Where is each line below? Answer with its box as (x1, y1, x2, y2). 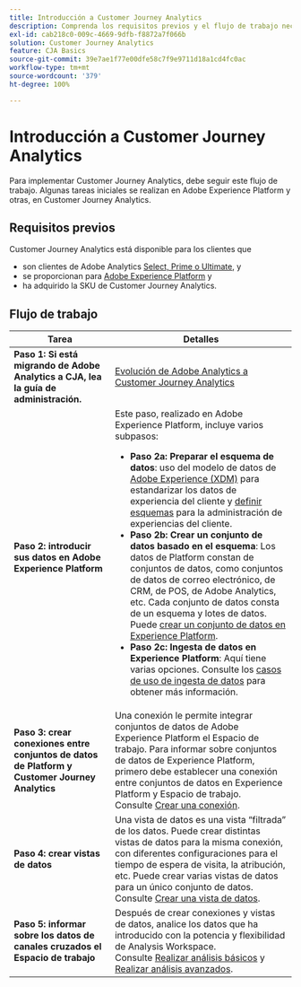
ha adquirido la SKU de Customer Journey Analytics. (21, 280, 218, 292)
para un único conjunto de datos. (115, 881, 254, 894)
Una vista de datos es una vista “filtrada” (115, 814, 287, 826)
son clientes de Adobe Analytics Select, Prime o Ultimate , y (21, 261, 242, 272)
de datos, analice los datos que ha (115, 918, 259, 930)
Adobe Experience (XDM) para (129, 473, 260, 485)
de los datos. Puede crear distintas (115, 825, 262, 837)
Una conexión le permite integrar (115, 710, 254, 722)
